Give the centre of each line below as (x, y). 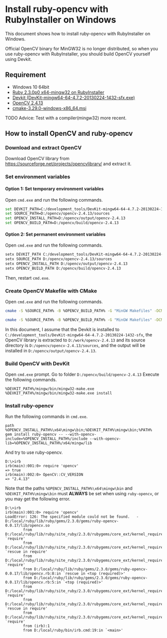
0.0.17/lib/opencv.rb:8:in (33, 574)
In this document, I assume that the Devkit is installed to (62, 329)
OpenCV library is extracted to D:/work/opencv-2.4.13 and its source (75, 340)
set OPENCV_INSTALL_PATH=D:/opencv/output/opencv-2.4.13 (65, 218)
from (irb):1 (37, 626)
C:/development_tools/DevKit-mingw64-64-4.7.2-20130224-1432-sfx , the (79, 334)
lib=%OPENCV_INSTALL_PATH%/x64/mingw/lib (49, 443)
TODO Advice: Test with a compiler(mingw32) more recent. (66, 118)
